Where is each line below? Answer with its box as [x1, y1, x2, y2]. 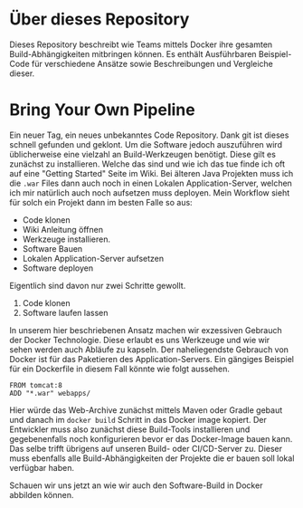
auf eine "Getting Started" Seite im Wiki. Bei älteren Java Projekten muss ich [9, 168, 294, 178]
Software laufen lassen [22, 307, 109, 318]
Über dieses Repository [9, 9, 190, 30]
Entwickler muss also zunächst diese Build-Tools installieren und [9, 424, 251, 435]
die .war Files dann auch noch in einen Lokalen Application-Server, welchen [9, 177, 292, 188]
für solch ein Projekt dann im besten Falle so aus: [9, 196, 193, 207]
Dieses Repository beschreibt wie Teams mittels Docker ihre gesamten [9, 39, 273, 50]
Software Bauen [22, 243, 83, 254]
